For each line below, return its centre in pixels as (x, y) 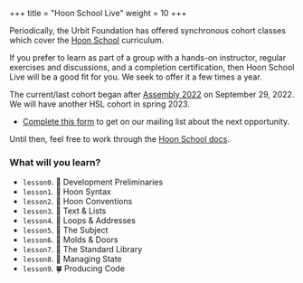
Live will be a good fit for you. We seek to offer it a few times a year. (136, 77)
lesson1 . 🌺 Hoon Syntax (66, 192)
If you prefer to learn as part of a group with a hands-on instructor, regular (148, 57)
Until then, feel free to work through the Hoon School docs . (120, 139)
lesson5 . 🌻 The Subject (65, 231)
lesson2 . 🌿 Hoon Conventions (77, 202)
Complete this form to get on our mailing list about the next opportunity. (156, 122)
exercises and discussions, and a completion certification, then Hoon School (152, 67)
